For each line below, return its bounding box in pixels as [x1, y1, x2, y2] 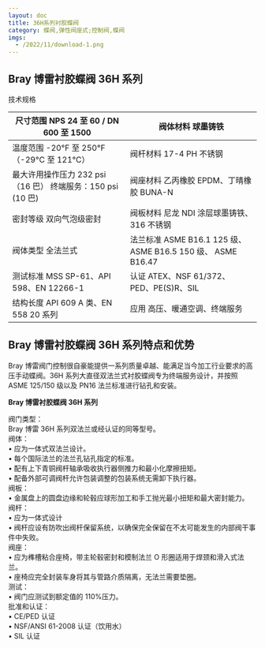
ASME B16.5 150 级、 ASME [129, 245, 237, 257]
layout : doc [8, 11, 47, 20]
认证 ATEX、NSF [129, 270, 192, 281]
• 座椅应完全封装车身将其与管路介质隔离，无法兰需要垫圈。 [8, 571, 201, 581]
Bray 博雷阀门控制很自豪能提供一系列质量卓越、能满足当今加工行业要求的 [8, 361, 246, 370]
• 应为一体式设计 [8, 512, 63, 522]
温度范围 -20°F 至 [12, 142, 80, 153]
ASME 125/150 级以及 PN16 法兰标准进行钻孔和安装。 [8, 380, 181, 390]
